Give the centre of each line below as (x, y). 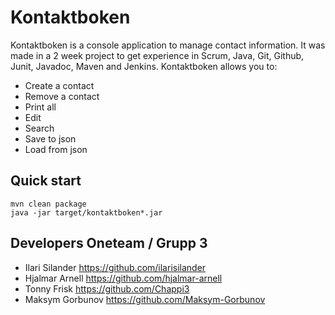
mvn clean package (48, 204)
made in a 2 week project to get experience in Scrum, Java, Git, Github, (157, 55)
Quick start (46, 181)
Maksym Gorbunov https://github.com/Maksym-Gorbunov (145, 299)
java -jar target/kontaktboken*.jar (86, 212)
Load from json (56, 149)
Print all (40, 107)
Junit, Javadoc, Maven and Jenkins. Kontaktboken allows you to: (144, 66)
